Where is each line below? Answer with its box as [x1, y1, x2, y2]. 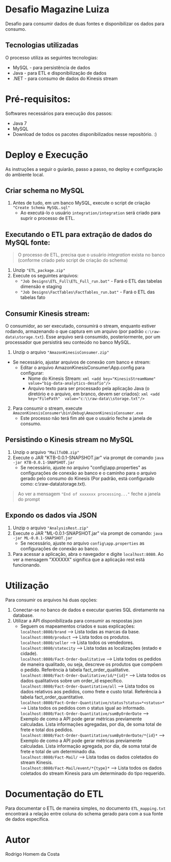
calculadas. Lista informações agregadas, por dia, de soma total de [20, 721, 162, 727]
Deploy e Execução [5, 149, 88, 161]
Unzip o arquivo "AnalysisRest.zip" [12, 525, 89, 531]
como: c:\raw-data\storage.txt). [20, 480, 87, 487]
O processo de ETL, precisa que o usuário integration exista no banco [17, 252, 165, 258]
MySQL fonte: [5, 238, 51, 247]
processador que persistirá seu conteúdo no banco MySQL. [5, 339, 131, 346]
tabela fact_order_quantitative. [20, 694, 84, 700]
